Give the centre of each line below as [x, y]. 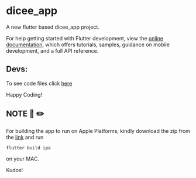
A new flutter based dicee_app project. [53, 27]
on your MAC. [23, 159]
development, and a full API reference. [52, 50]
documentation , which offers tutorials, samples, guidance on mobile [88, 44]
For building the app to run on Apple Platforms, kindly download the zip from [98, 131]
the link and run [25, 137]
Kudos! [15, 170]
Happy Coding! [24, 94]
